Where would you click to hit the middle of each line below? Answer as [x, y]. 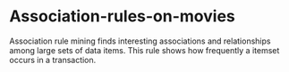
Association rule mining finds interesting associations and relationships [140, 41]
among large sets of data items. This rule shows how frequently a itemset [144, 50]
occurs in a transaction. [53, 60]
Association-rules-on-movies [122, 16]
